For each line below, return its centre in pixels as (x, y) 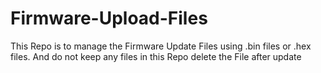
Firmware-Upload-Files (109, 18)
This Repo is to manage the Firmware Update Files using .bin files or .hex (161, 46)
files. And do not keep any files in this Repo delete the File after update (156, 56)
